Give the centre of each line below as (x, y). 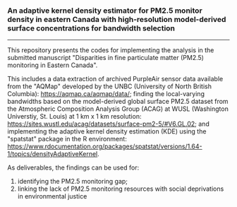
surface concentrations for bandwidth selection (91, 28)
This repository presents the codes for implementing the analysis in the (111, 50)
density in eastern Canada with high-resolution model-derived (117, 19)
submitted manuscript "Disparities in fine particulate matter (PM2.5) (106, 58)
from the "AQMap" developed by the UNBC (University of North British (109, 86)
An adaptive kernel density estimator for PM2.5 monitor (105, 11)
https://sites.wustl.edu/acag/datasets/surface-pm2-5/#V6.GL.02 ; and (108, 124)
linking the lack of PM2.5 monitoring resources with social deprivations (121, 189)
